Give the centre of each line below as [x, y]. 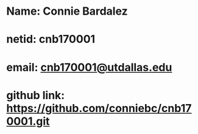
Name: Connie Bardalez [67, 11]
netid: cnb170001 [51, 39]
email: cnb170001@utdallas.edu [89, 67]
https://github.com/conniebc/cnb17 [99, 108]
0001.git [28, 121]
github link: [36, 95]
